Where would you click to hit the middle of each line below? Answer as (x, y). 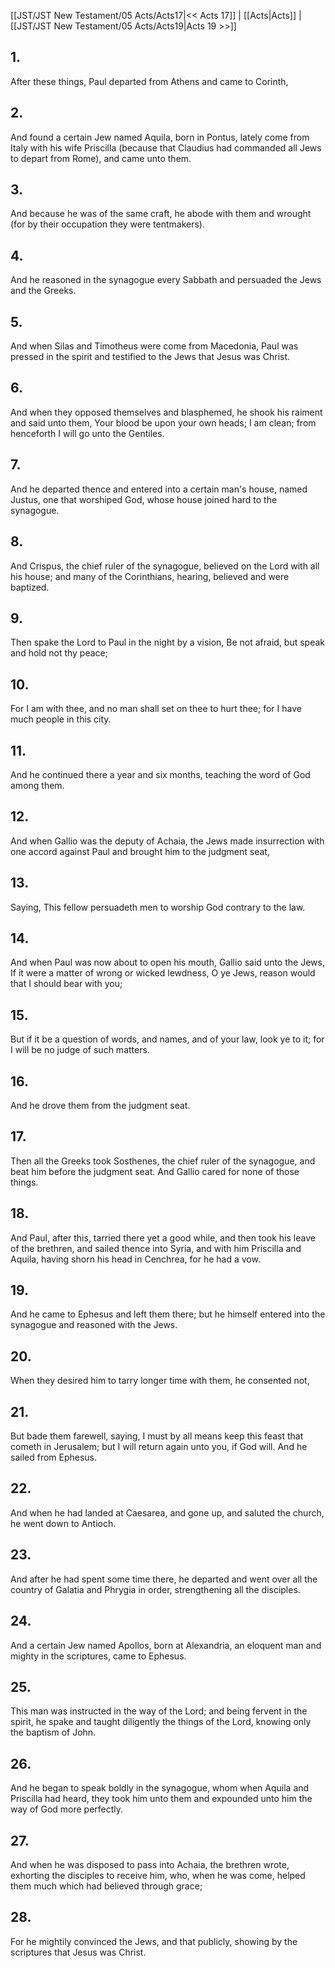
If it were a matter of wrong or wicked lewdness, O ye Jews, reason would (163, 973)
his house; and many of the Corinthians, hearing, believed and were (150, 576)
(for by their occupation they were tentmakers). (107, 224)
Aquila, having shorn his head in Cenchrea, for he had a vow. (135, 1259)
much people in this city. (61, 719)
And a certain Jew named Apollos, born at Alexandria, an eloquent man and (166, 1645)
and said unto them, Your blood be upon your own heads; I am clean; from (163, 422)
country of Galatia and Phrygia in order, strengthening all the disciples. (155, 1589)
